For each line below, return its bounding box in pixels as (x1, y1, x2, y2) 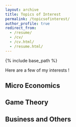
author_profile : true (5, 21, 50, 26)
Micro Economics (5, 82, 61, 90)
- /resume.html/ (9, 44, 43, 49)
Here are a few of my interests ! (5, 67, 70, 73)
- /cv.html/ (9, 40, 35, 44)
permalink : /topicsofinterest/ (5, 16, 70, 21)
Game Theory (5, 98, 49, 107)
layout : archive (5, 7, 39, 12)
